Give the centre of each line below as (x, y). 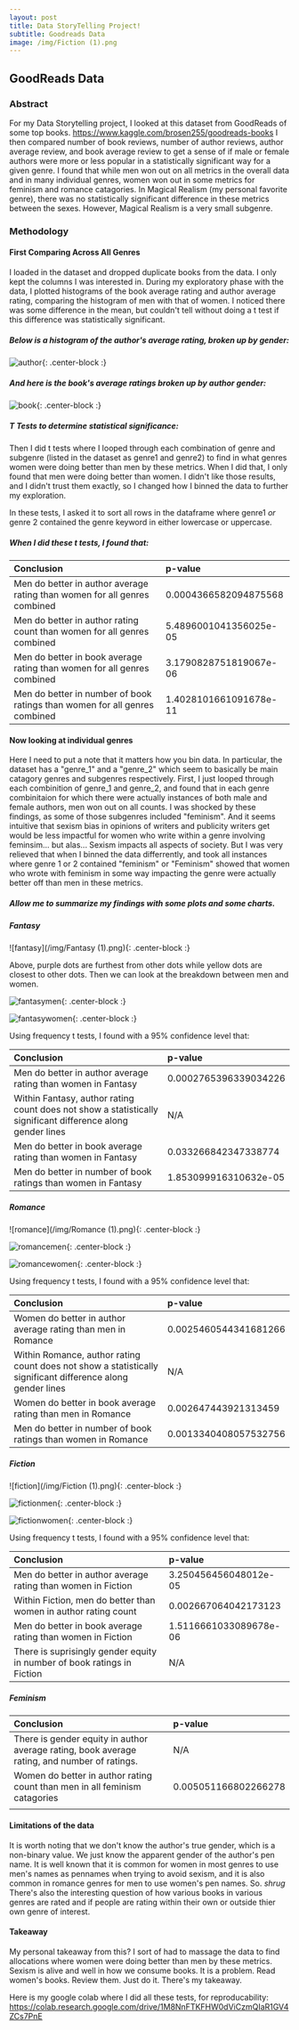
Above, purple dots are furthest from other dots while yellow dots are (136, 965)
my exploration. (38, 495)
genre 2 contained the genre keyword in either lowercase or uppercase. (141, 522)
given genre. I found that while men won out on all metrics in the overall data (149, 170)
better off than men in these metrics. (77, 883)
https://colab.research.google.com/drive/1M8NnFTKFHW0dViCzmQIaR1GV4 (149, 2006)
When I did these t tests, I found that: (79, 542)
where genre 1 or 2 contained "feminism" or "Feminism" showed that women (149, 864)
